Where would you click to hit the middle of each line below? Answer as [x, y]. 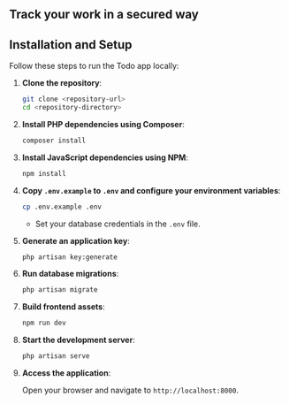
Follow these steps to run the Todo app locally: [94, 66]
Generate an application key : [76, 240]
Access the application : [66, 373]
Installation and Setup [71, 45]
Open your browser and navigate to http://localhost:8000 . [130, 390]
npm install [44, 173]
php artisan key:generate [69, 257]
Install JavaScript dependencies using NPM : [105, 157]
